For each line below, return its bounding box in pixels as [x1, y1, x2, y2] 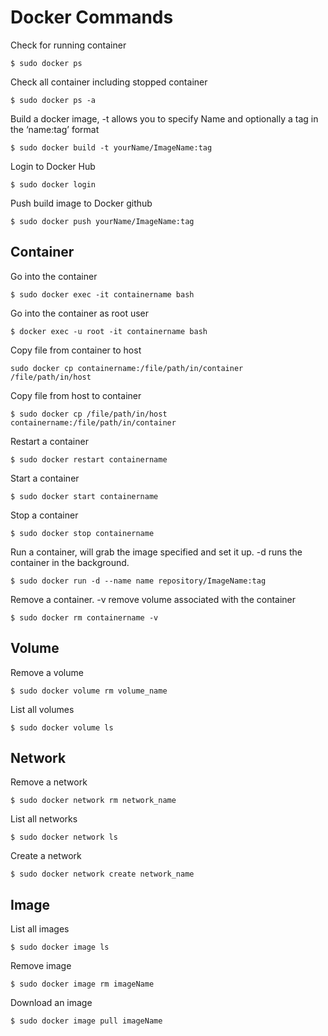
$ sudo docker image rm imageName [10, 979, 155, 990]
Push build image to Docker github [10, 197, 153, 209]
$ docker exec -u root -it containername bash [10, 326, 208, 336]
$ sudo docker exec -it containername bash [10, 289, 195, 300]
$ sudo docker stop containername [10, 528, 155, 538]
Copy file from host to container [10, 389, 142, 401]
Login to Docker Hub [10, 160, 96, 172]
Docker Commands [10, 6, 174, 29]
